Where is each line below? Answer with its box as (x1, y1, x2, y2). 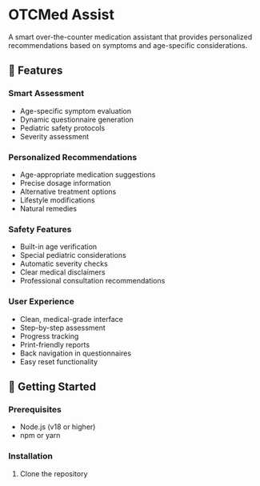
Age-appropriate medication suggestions (19, 170, 156, 179)
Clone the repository (19, 468, 88, 478)
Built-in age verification (19, 242, 98, 251)
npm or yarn (19, 431, 61, 440)
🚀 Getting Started (8, 380, 97, 393)
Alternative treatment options (19, 187, 117, 196)
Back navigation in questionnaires (19, 348, 132, 358)
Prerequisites (8, 404, 62, 415)
